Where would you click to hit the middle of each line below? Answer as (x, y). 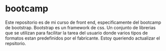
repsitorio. (16, 43)
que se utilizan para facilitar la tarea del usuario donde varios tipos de (77, 33)
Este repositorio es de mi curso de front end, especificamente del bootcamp (83, 22)
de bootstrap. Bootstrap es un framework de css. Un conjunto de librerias (80, 27)
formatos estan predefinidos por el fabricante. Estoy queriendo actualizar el (83, 38)
